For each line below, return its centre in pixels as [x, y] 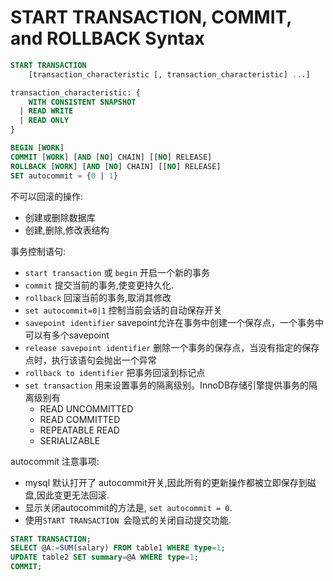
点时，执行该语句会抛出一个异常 [90, 360]
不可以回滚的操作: [47, 196]
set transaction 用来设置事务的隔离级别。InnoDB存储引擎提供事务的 [167, 385]
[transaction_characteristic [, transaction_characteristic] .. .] [169, 74]
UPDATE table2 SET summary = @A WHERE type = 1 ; [104, 557]
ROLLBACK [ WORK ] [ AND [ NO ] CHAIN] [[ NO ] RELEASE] [116, 166]
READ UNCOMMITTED [86, 408]
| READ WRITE [46, 111]
